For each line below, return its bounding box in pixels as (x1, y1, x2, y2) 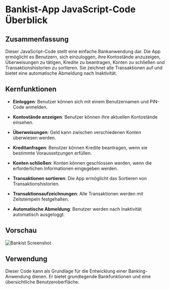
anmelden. (25, 104, 48, 110)
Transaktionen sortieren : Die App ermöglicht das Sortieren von (12, 175, 147, 181)
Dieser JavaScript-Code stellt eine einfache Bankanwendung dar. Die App (5, 49, 161, 54)
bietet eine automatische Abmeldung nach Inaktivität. (5, 70, 117, 76)
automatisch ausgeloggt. (12, 211, 65, 217)
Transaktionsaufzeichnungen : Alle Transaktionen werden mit (12, 190, 143, 196)
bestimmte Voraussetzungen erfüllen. (12, 150, 92, 156)
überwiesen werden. (12, 135, 56, 141)
